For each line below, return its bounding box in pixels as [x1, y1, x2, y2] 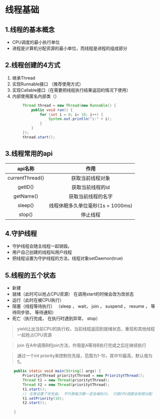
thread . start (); [22, 135, 55, 140]
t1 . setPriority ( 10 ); [22, 396, 64, 401]
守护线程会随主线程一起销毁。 [12, 243, 72, 249]
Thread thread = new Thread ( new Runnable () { [22, 103, 117, 108]
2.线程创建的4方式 [5, 61, 61, 69]
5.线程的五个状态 [5, 271, 56, 279]
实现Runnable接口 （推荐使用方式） [12, 81, 84, 87]
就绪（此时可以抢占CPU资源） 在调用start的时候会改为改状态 [12, 291, 134, 297]
